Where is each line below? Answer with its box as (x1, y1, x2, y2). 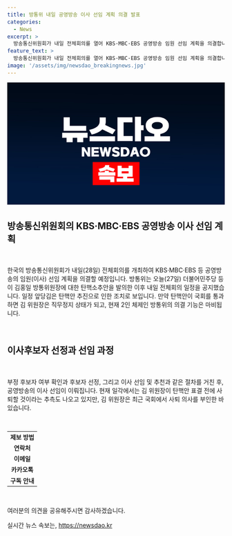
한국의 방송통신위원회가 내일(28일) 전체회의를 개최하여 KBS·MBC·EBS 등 (7, 266, 204, 274)
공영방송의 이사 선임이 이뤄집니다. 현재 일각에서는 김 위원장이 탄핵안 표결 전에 (7, 386, 215, 394)
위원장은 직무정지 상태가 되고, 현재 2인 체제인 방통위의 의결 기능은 (27, 300, 204, 309)
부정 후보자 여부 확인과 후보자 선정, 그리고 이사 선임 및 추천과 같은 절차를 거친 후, (7, 377, 224, 386)
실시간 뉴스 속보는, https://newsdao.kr (7, 521, 113, 530)
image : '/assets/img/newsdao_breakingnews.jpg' (7, 62, 147, 69)
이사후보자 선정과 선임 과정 (7, 345, 114, 356)
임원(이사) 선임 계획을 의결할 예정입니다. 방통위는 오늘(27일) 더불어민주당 (19, 275, 217, 283)
